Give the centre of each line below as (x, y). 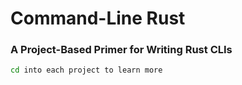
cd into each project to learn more (86, 70)
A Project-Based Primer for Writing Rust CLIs (121, 50)
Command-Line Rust (98, 18)
